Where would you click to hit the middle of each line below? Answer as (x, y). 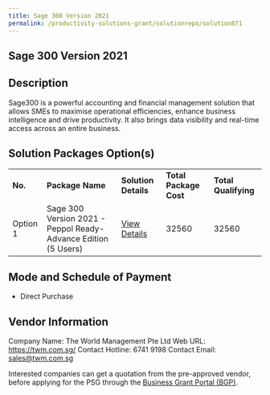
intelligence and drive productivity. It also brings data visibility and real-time (134, 119)
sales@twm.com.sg (41, 358)
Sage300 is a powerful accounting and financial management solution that (132, 102)
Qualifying (234, 190)
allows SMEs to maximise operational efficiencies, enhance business (122, 111)
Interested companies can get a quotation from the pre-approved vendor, (130, 374)
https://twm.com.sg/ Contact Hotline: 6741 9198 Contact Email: (112, 350)
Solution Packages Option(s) (82, 154)
